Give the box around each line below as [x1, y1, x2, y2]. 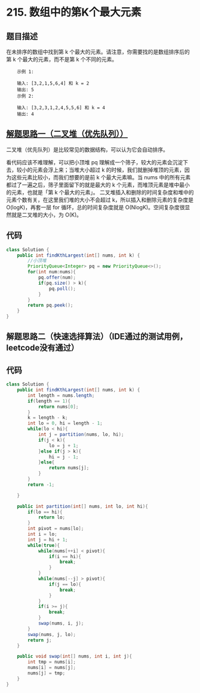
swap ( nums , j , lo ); [27, 631, 76, 637]
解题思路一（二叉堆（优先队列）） [6, 129, 128, 139]
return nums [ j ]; [48, 465, 90, 471]
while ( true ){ [27, 542, 60, 549]
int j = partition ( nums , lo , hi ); [38, 432, 124, 438]
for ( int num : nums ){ [27, 269, 76, 275]
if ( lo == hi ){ [27, 509, 63, 515]
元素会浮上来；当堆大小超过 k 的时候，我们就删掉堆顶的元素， [32, 166, 185, 173]
